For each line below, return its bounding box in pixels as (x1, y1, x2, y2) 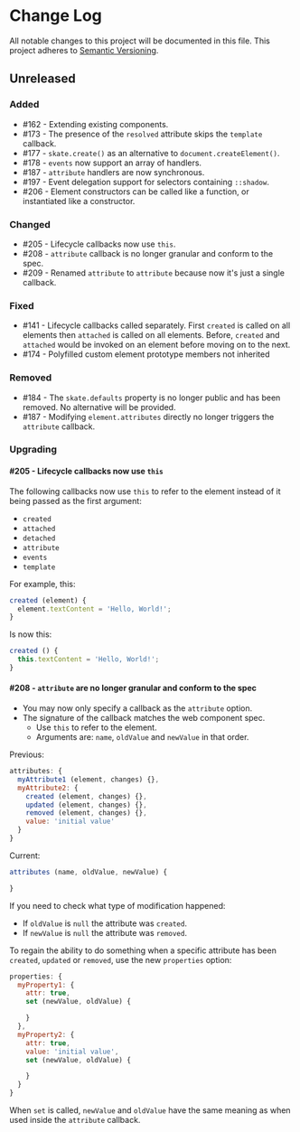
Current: (9, 850, 41, 861)
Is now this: (9, 629, 52, 640)
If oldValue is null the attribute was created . (22, 918, 188, 929)
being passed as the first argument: (9, 495, 142, 506)
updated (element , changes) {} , (25, 800, 147, 809)
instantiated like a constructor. (22, 195, 136, 206)
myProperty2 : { (17, 1030, 75, 1039)
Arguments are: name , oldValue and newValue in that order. (35, 732, 249, 743)
